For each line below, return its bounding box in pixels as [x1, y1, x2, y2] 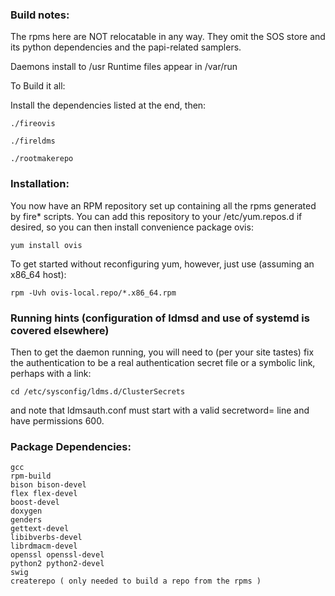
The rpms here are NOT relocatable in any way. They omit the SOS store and [10, 31, 326, 43]
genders [10, 515, 43, 525]
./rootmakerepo [10, 154, 74, 164]
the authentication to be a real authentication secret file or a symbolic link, [10, 356, 316, 368]
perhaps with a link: [10, 367, 92, 379]
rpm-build [10, 471, 52, 482]
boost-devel [10, 498, 60, 508]
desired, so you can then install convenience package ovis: [10, 221, 254, 233]
